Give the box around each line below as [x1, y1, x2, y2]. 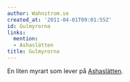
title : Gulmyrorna [7, 49, 60, 55]
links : [7, 29, 26, 36]
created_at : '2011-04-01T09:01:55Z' [7, 16, 112, 23]
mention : [13, 36, 39, 42]
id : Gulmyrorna [7, 23, 51, 29]
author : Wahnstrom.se [7, 10, 69, 17]
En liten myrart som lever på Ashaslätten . [7, 66, 124, 75]
